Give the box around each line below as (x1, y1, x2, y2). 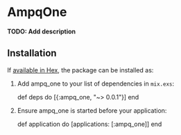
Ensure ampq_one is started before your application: (17, 106, 167, 115)
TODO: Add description (7, 27, 76, 35)
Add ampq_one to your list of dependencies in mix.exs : (17, 79, 175, 88)
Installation (7, 47, 57, 59)
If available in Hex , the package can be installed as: (7, 65, 154, 74)
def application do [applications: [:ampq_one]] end (17, 120, 162, 128)
